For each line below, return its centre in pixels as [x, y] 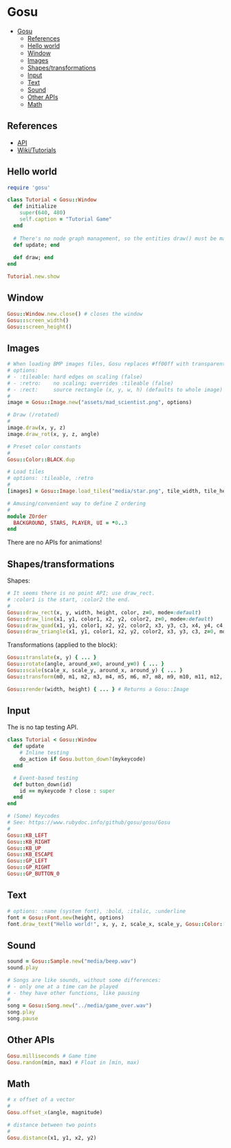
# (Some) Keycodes [33, 816]
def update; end [36, 245]
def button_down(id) [43, 784]
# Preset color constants [44, 446]
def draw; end [33, 258]
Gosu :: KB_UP [24, 848]
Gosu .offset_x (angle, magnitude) [55, 1113]
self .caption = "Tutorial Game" [66, 219]
